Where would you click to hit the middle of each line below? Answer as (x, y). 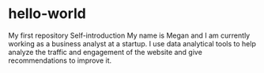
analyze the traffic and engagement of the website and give (106, 52)
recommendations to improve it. (60, 60)
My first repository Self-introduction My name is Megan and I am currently (129, 35)
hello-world (47, 14)
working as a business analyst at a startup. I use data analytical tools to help (132, 43)
